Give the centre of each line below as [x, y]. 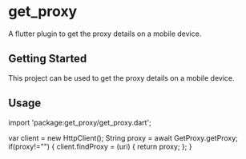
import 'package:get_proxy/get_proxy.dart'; [80, 122]
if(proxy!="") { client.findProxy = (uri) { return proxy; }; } [100, 146]
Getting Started [48, 59]
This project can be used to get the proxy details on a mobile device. [121, 78]
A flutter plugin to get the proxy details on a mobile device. [105, 34]
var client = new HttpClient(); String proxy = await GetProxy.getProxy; [123, 137]
